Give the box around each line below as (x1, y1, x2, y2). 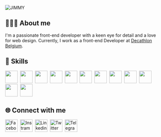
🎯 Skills (5, 57, 28, 66)
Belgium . (5, 43, 23, 49)
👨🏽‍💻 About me (5, 19, 51, 27)
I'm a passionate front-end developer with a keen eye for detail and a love (5, 32, 157, 38)
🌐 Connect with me (5, 106, 66, 115)
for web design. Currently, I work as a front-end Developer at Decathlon (5, 37, 153, 43)
